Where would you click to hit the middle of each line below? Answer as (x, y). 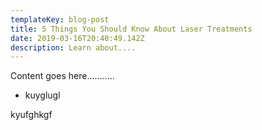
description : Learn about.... (73, 47)
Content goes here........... (62, 76)
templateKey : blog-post (60, 19)
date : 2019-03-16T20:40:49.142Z (77, 38)
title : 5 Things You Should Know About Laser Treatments (131, 29)
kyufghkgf (31, 115)
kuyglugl (42, 95)
